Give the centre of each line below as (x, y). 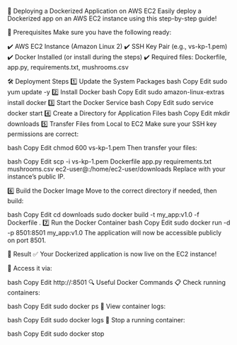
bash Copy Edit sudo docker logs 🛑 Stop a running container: (96, 320)
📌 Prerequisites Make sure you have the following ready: (89, 32)
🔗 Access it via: (30, 268)
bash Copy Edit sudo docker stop (56, 334)
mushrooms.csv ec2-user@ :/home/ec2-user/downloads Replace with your (116, 169)
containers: (24, 293)
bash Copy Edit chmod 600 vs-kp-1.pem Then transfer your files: (102, 148)
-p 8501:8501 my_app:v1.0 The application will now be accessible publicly (114, 233)
